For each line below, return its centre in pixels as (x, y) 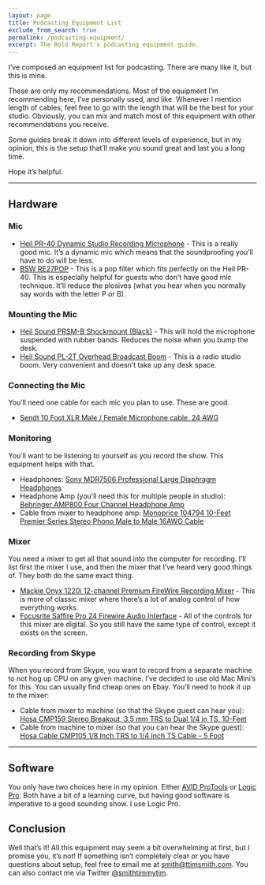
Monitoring (30, 439)
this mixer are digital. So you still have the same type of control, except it (138, 624)
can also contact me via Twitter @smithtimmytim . (88, 872)
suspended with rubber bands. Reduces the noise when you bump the (134, 340)
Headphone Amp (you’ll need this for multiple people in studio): (123, 496)
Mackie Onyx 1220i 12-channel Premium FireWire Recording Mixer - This (137, 591)
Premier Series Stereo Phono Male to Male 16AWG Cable (112, 521)
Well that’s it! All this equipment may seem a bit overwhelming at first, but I (129, 847)
